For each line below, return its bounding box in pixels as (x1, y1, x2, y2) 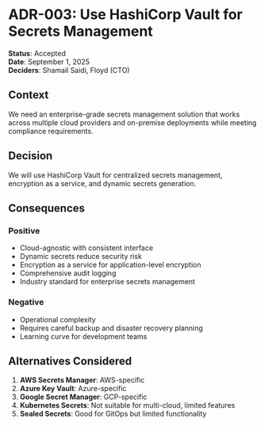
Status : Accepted (8, 48, 66, 58)
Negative (8, 297, 44, 308)
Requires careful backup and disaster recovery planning (19, 323, 204, 333)
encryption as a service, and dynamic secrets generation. (8, 178, 197, 188)
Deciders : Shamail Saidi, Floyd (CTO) (8, 65, 130, 74)
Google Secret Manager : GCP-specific (19, 392, 148, 401)
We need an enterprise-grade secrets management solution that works (8, 109, 240, 119)
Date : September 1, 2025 (8, 57, 90, 67)
